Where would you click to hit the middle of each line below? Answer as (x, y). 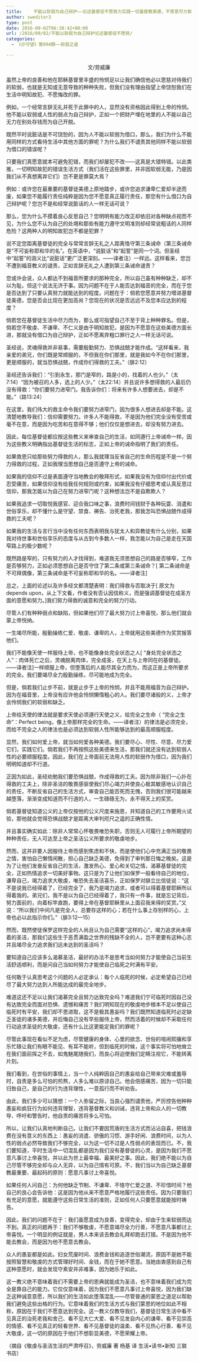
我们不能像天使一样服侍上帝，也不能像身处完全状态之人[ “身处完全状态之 (94, 652)
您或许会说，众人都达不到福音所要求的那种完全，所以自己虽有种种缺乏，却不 (99, 278)
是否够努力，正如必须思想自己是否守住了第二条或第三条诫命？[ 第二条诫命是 (98, 565)
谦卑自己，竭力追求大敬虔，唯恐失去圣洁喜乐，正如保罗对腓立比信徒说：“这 (98, 880)
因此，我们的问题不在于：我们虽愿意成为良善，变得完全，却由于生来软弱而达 (99, 1219)
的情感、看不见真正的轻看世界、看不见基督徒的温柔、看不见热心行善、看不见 (99, 1325)
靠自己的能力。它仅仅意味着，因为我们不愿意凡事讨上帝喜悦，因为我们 (101, 1289)
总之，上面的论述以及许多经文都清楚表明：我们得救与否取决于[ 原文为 (90, 585)
